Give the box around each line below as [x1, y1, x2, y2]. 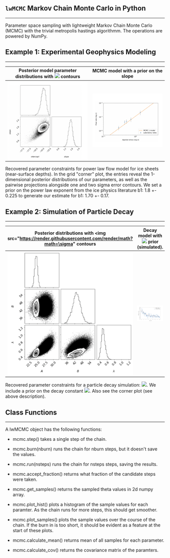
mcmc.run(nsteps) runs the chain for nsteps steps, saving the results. [12, 461, 158, 467]
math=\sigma [44, 241, 73, 247]
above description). [5, 393, 46, 400]
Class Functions [5, 408, 57, 416]
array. [12, 492, 25, 498]
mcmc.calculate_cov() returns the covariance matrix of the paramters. [12, 547, 159, 553]
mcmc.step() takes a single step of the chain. [12, 436, 107, 442]
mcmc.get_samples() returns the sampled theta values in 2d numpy [12, 486, 153, 492]
